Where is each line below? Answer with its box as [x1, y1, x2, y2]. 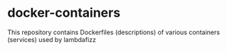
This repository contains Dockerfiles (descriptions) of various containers [7, 28, 221, 36]
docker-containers [7, 5, 121, 21]
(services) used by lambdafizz [7, 35, 97, 43]
